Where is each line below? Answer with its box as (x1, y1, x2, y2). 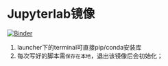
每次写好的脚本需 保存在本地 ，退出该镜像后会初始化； (16, 52, 163, 60)
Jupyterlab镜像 (7, 6, 95, 22)
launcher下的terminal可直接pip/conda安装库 (16, 43, 142, 51)
